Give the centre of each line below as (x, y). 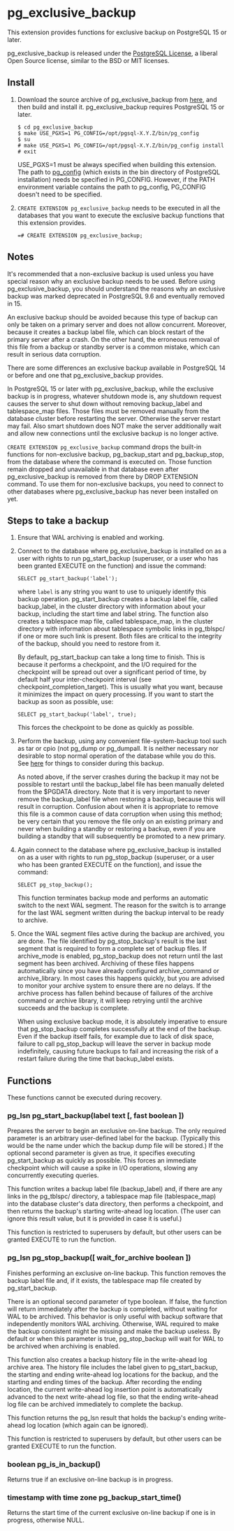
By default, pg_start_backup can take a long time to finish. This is (111, 657)
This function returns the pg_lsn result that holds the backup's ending (108, 1418)
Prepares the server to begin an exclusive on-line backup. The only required (117, 1131)
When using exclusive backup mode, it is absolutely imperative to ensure (122, 1021)
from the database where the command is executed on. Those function (109, 461)
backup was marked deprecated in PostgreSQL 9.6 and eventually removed (116, 296)
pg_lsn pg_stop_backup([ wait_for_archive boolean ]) (99, 1258)
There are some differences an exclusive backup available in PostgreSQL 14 (116, 368)
